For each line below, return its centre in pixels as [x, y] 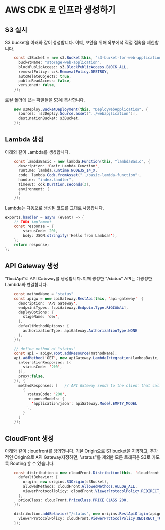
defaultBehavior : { [38, 477]
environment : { [34, 189]
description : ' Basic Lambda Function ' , [59, 166]
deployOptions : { [36, 312]
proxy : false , [31, 376]
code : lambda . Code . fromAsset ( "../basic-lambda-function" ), [80, 175]
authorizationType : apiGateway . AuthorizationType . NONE [80, 331]
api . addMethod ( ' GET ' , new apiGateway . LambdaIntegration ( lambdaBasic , [87, 358]
